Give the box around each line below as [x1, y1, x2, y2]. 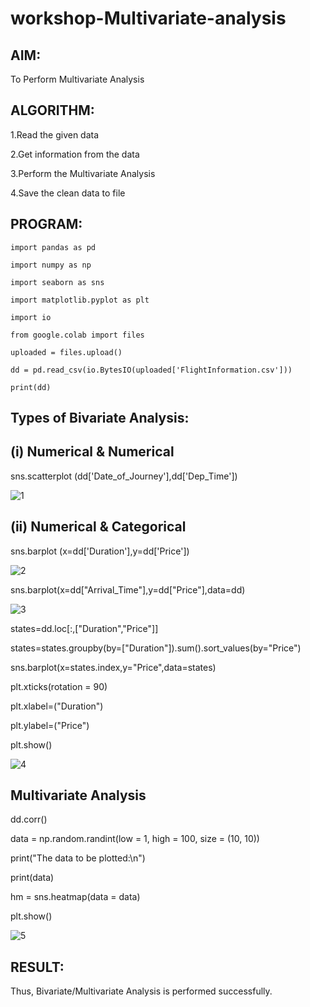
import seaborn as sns [10, 277, 105, 287]
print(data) [10, 872, 55, 884]
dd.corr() [10, 813, 48, 826]
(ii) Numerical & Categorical [10, 518, 187, 536]
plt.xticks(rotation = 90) [10, 680, 108, 692]
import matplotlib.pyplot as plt [10, 295, 150, 305]
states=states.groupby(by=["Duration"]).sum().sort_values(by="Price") [10, 642, 302, 654]
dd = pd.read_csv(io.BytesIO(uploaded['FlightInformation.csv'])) [10, 365, 293, 375]
